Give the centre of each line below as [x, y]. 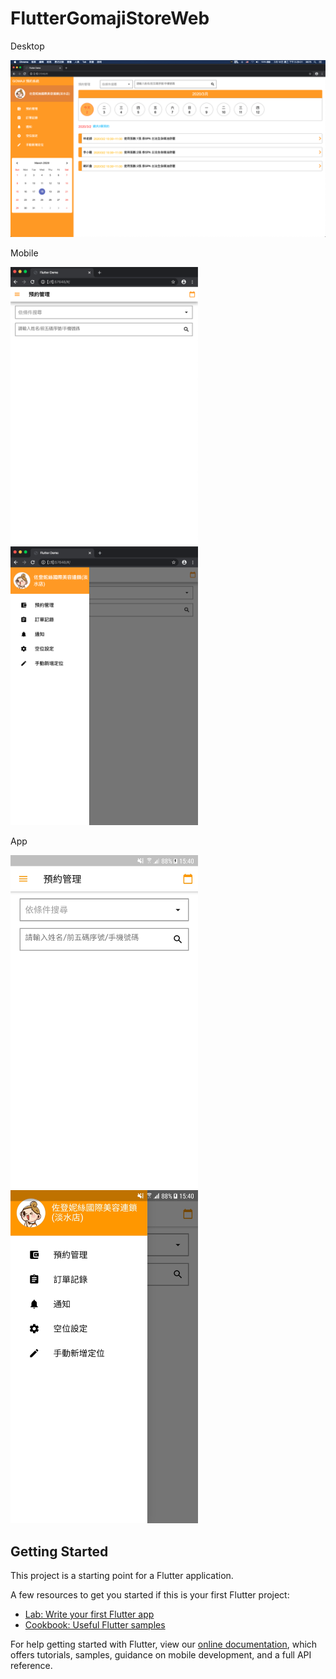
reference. [31, 1666]
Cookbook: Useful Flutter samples [95, 1625]
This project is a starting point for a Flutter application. [122, 1576]
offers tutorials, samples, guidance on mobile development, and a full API [161, 1655]
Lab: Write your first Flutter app [89, 1614]
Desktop [27, 46]
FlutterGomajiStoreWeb [110, 18]
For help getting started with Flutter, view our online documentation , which [164, 1644]
